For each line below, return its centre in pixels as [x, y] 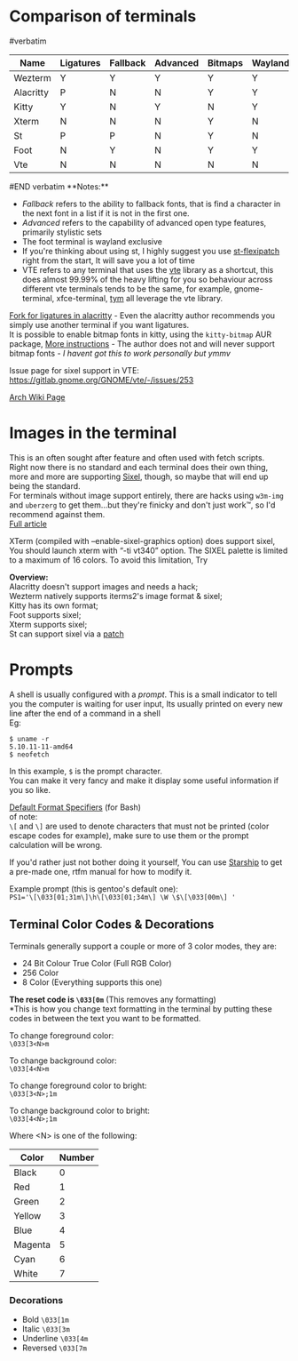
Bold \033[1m [45, 1319]
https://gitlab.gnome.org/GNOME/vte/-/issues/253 [102, 380]
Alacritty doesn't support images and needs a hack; [104, 586]
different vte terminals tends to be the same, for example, [127, 288]
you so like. [30, 789]
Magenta [32, 1245]
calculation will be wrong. [56, 845]
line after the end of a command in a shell [85, 713]
